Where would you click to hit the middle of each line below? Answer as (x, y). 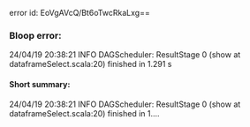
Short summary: (40, 84)
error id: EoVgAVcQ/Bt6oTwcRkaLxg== (80, 13)
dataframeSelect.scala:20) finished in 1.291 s (91, 64)
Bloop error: (35, 35)
